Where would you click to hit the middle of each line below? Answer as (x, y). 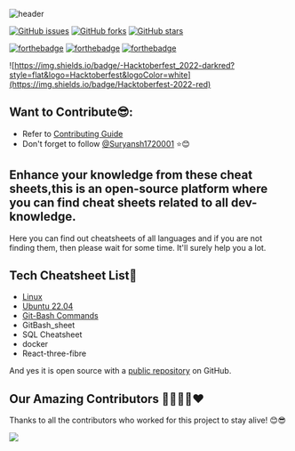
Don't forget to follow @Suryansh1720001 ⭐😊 (106, 143)
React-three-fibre (54, 354)
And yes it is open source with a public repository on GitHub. (120, 371)
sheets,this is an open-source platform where (139, 189)
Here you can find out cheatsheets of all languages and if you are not (136, 238)
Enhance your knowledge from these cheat (131, 175)
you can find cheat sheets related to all (119, 203)
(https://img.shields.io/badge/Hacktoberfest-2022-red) (110, 84)
